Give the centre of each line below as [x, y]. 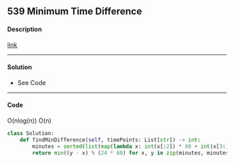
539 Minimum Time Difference [75, 11]
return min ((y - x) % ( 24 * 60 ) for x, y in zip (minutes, [118, 153]
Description [25, 29]
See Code [32, 82]
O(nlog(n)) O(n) [30, 121]
